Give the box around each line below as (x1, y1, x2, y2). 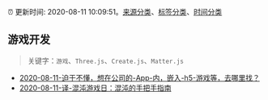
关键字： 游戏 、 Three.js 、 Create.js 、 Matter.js (27, 56, 184, 65)
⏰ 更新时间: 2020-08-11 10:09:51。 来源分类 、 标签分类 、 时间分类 (7, 7, 223, 16)
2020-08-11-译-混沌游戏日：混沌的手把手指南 (19, 83, 172, 93)
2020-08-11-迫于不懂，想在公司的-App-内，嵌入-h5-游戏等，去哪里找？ (19, 73, 260, 82)
